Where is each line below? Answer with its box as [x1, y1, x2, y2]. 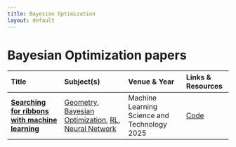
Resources [185, 82, 223, 91]
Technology [128, 120, 167, 129]
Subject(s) [64, 77, 100, 87]
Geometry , [64, 98, 100, 108]
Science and [128, 110, 170, 120]
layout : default [7, 17, 55, 24]
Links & [185, 72, 211, 82]
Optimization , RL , [64, 115, 121, 125]
